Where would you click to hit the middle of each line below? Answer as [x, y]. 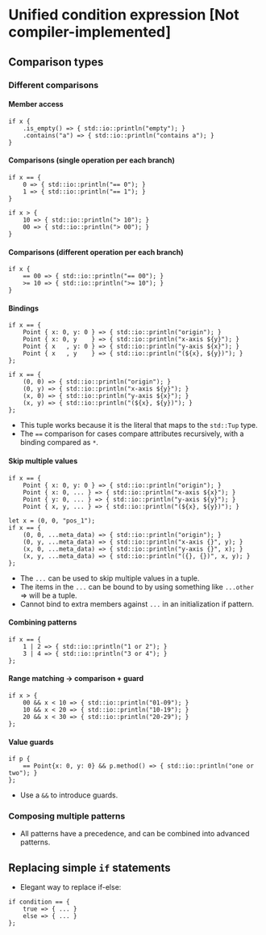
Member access [36, 104]
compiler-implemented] [90, 32]
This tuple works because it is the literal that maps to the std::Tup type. [139, 425]
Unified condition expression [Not [124, 15]
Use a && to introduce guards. [69, 795]
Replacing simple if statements [89, 867]
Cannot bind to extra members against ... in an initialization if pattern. [137, 603]
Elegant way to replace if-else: [71, 887]
